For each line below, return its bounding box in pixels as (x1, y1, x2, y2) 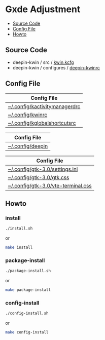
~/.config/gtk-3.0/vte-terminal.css (8, 182, 92, 189)
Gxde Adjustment (5, 4, 81, 15)
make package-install (5, 287, 51, 292)
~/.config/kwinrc (8, 111, 48, 118)
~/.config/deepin (8, 142, 48, 149)
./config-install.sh (5, 311, 49, 316)
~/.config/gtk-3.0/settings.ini (8, 166, 78, 173)
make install (5, 245, 33, 250)
